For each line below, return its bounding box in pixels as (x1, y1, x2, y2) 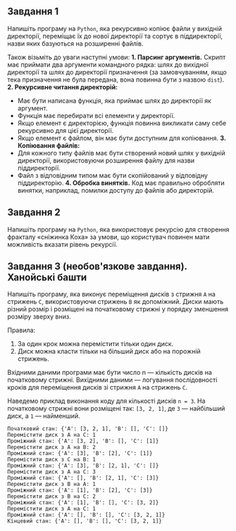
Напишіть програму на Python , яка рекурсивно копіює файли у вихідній (7, 24, 222, 32)
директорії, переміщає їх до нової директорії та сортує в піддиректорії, (7, 32, 223, 40)
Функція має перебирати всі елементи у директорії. (17, 111, 175, 120)
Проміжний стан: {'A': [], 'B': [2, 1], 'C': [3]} (7, 475, 159, 482)
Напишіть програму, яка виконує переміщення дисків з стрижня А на (7, 290, 216, 298)
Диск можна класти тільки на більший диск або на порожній (17, 347, 201, 356)
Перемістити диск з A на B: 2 (7, 444, 97, 451)
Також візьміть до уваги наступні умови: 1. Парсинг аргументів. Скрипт (7, 53, 226, 61)
